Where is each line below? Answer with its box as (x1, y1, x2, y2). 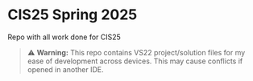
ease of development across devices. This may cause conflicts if (27, 56, 243, 66)
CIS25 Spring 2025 (7, 6, 138, 24)
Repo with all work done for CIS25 (7, 32, 122, 42)
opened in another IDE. (27, 64, 104, 74)
